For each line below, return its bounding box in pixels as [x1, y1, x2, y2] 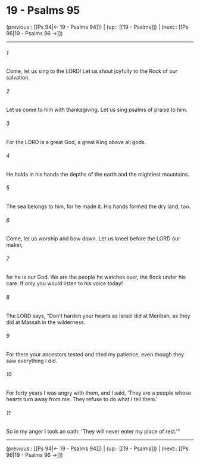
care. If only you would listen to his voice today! [6, 280, 123, 287]
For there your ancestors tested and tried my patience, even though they [6, 350, 185, 358]
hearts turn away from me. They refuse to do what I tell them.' [6, 395, 158, 402]
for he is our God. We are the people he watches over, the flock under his [6, 273, 186, 281]
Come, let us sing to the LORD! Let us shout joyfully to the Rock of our [6, 68, 178, 75]
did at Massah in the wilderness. [6, 318, 86, 326]
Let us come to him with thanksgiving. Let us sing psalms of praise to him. [6, 106, 187, 114]
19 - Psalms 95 [6, 4, 80, 17]
